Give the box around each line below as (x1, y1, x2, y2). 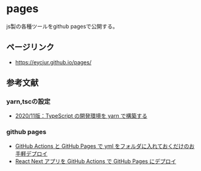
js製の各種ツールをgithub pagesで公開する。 (6, 22, 119, 30)
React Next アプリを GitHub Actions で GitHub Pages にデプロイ (15, 157, 177, 165)
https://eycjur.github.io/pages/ (15, 58, 92, 65)
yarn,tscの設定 (6, 98, 51, 106)
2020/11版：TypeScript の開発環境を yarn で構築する (15, 112, 147, 119)
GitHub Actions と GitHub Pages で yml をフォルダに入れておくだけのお (15, 142, 195, 150)
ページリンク (6, 42, 55, 53)
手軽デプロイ (15, 150, 48, 157)
